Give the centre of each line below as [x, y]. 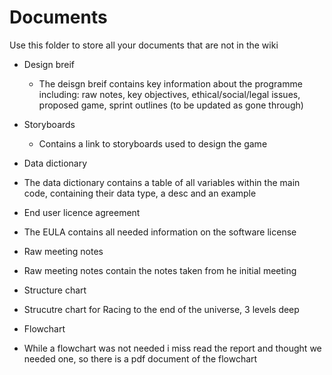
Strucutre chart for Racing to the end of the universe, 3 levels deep [161, 309]
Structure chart [55, 290]
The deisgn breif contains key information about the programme [170, 83]
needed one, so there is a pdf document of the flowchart [140, 358]
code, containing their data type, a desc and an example [140, 193]
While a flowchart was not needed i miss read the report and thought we [172, 348]
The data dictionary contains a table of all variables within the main [162, 182]
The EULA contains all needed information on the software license [160, 232]
